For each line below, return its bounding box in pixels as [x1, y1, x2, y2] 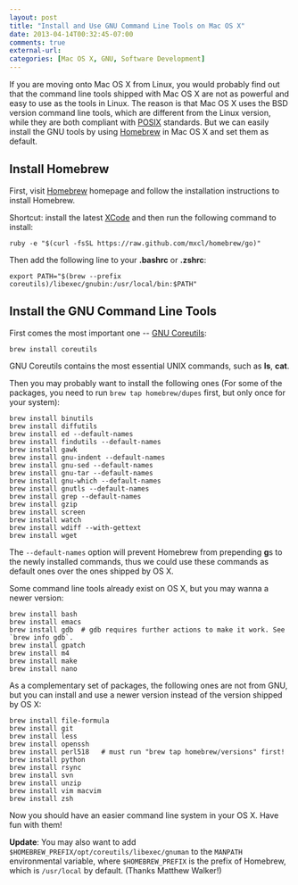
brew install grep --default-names [9, 492, 142, 500]
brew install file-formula [9, 715, 110, 725]
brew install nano [9, 664, 78, 674]
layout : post [9, 12, 58, 22]
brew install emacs [9, 617, 82, 626]
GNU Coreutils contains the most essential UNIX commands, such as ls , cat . [9, 360, 290, 371]
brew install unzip [9, 778, 82, 788]
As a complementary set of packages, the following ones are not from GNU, [9, 680, 288, 691]
